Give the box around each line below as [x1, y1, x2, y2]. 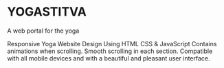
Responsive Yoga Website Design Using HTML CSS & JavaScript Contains [7, 39, 217, 48]
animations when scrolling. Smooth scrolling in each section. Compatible [7, 47, 213, 55]
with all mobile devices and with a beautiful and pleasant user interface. [7, 54, 211, 62]
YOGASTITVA [7, 4, 87, 20]
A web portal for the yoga [7, 27, 80, 35]
